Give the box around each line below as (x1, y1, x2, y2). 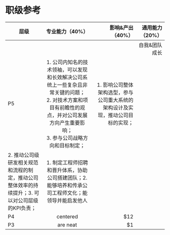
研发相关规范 (8, 159, 39, 166)
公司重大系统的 (98, 97, 134, 104)
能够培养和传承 (47, 181, 82, 189)
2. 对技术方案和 (46, 97, 83, 104)
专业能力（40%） (46, 28, 89, 35)
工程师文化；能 (52, 189, 88, 196)
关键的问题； (54, 89, 85, 96)
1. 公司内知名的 (46, 59, 83, 66)
